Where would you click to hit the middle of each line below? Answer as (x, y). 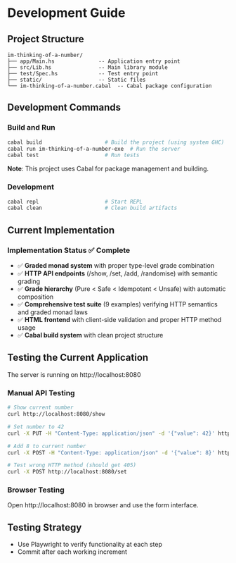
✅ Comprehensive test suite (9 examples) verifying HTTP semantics (117, 304)
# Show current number (40, 408)
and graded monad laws (52, 312)
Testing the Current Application (78, 358)
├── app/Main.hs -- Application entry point (94, 61)
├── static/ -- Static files (77, 80)
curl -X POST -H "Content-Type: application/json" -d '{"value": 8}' (111, 452)
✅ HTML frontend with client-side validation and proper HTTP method (119, 320)
